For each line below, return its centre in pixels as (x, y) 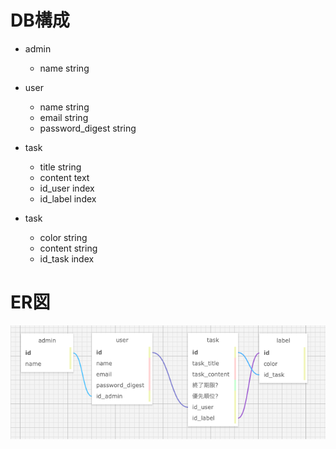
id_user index (67, 188)
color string (63, 237)
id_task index (67, 258)
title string (60, 167)
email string (64, 117)
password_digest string (88, 128)
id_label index (68, 198)
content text (64, 177)
